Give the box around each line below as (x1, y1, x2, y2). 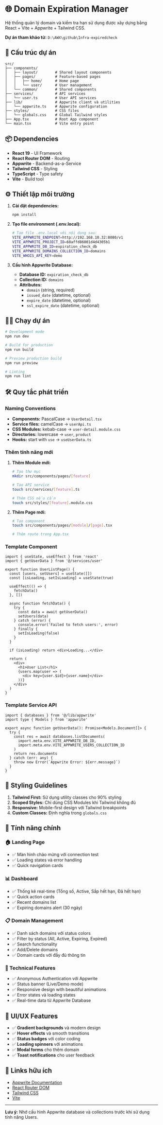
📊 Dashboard (5, 875, 38, 882)
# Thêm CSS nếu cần (12, 496, 56, 500)
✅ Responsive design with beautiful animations (12, 986, 107, 993)
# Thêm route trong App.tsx (12, 532, 69, 537)
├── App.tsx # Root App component (5, 117, 98, 122)
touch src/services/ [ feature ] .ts (12, 487, 80, 492)
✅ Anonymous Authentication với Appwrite (12, 976, 98, 982)
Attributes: (19, 282, 42, 287)
